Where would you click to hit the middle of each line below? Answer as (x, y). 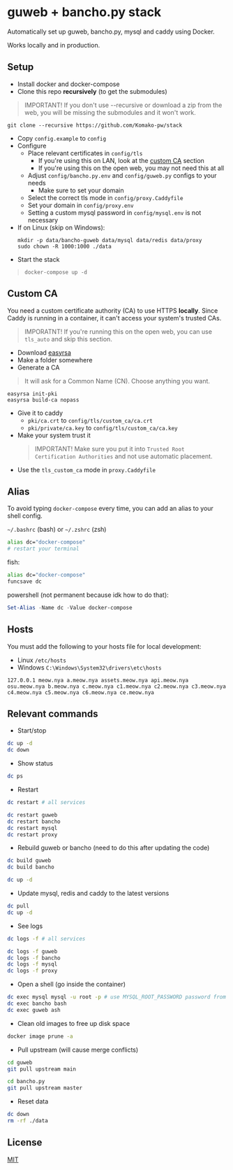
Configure (32, 146)
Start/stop (32, 731)
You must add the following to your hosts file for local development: (104, 646)
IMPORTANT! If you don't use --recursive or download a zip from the (123, 105)
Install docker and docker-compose (68, 84)
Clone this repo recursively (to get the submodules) (92, 91)
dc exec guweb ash (34, 1010)
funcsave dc (24, 582)
